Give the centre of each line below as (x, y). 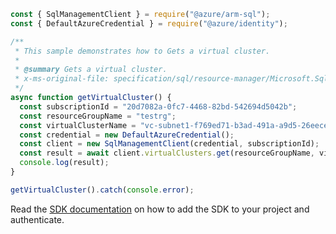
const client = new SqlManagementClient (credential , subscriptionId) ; (169, 144)
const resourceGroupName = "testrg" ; (98, 116)
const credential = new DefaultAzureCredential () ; (127, 135)
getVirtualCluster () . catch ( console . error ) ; (102, 190)
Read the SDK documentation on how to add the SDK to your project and (160, 209)
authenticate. (37, 219)
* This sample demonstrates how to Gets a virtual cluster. (142, 51)
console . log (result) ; (64, 163)
